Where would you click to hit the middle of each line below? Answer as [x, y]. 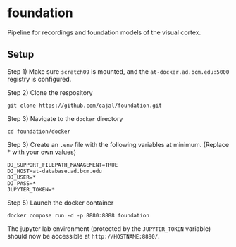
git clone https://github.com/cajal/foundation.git [85, 106]
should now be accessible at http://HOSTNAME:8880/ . [83, 236]
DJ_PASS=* [22, 183]
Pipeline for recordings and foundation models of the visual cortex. [104, 32]
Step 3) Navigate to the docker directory [65, 118]
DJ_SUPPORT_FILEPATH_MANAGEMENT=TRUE [63, 165]
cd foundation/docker [39, 132]
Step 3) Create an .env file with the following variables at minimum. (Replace [118, 144]
